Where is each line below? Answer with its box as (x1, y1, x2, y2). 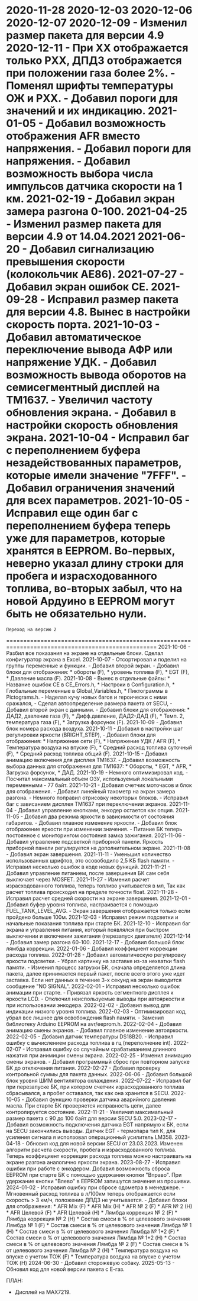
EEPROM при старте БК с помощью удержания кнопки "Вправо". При (6, 1171, 182, 1178)
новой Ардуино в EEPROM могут (6, 595, 175, 608)
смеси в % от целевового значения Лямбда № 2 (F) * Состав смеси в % (6, 1240, 189, 1247)
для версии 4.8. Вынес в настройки (6, 305, 190, 319)
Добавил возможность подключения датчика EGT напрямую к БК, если (6, 1121, 189, 1128)
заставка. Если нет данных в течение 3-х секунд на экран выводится (6, 976, 182, 983)
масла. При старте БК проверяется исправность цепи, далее (6, 1102, 161, 1109)
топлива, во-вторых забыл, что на (6, 582, 183, 595)
